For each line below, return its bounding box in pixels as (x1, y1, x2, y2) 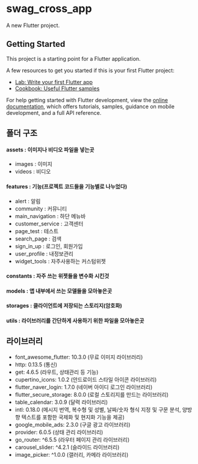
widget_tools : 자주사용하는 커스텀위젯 (14, 257, 107, 264)
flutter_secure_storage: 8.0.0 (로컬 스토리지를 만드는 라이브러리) (14, 391, 169, 398)
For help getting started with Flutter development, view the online (6, 96, 169, 103)
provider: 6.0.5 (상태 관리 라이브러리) (14, 429, 104, 436)
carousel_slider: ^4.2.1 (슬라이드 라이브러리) (14, 444, 120, 451)
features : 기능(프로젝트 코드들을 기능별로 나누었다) (6, 183, 128, 190)
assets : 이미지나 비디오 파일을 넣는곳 (6, 146, 94, 153)
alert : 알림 (14, 197, 41, 204)
